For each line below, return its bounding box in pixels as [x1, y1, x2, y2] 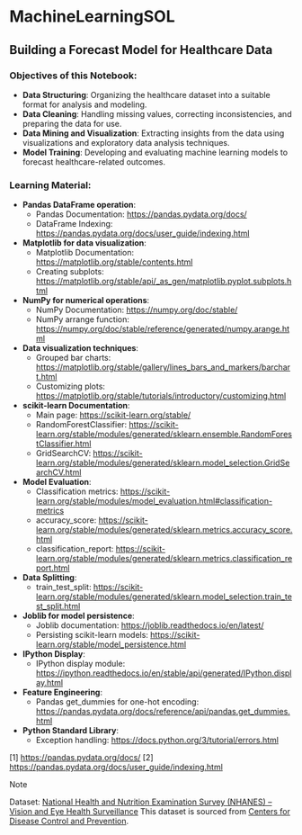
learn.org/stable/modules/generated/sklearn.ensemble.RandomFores [35, 429, 292, 440]
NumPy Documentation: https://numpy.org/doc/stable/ [35, 304, 238, 316]
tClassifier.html [35, 438, 92, 449]
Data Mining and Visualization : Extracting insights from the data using [22, 128, 285, 139]
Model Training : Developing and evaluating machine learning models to [22, 147, 289, 157]
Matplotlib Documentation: [35, 247, 135, 258]
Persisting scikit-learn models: [35, 630, 148, 641]
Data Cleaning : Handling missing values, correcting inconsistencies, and [22, 108, 292, 119]
